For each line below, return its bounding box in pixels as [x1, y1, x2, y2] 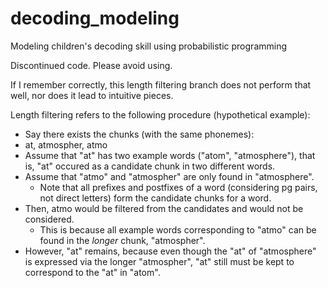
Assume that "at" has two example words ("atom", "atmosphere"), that [24, 149, 316, 161]
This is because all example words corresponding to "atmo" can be [39, 223, 317, 236]
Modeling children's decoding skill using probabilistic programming [10, 40, 288, 52]
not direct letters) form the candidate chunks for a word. [39, 192, 272, 204]
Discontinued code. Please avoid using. [10, 59, 173, 71]
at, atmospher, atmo [24, 138, 108, 151]
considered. [24, 213, 75, 225]
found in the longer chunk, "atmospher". [39, 234, 206, 246]
